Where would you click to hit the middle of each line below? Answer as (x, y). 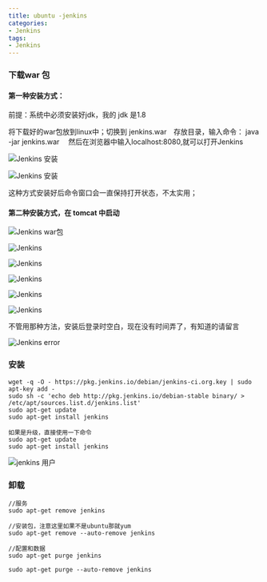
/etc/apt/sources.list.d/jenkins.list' (75, 403)
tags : (17, 38)
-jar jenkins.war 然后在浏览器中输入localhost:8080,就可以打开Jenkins (126, 142)
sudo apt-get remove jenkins (57, 511)
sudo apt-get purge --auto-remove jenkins (80, 570)
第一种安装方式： (36, 95)
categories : (28, 23)
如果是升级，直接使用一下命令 (50, 432)
